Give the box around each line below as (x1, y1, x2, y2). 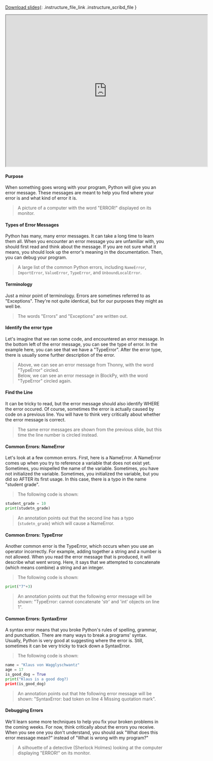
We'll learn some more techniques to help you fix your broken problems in (5, 719, 159, 725)
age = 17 (5, 667, 24, 673)
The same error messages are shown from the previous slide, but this (17, 426, 162, 433)
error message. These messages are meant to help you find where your (5, 189, 154, 196)
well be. (5, 303, 22, 309)
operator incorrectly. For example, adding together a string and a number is (5, 548, 162, 555)
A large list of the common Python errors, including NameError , (17, 264, 147, 270)
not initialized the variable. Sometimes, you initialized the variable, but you (5, 471, 159, 477)
